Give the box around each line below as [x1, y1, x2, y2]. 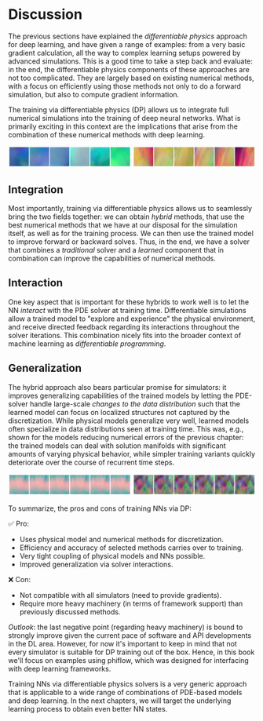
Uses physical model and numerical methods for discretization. [19, 534, 224, 544]
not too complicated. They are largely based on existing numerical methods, [8, 73, 254, 82]
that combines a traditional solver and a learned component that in [8, 246, 225, 255]
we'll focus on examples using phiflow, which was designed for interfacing [8, 655, 249, 665]
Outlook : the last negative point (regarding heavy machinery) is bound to [8, 622, 243, 632]
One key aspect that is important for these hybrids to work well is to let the [8, 297, 250, 307]
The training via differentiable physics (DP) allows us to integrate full [8, 104, 229, 115]
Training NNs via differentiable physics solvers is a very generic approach [8, 679, 247, 688]
